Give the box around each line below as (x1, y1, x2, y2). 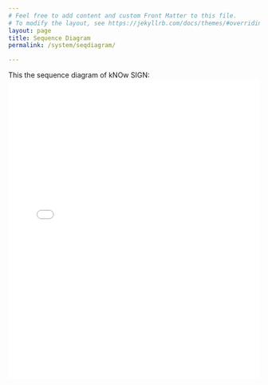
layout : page (8, 26, 52, 34)
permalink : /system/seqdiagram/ (8, 42, 116, 50)
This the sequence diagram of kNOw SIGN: (8, 70, 150, 80)
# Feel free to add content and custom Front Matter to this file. (8, 11, 238, 20)
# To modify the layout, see (8, 19, 105, 27)
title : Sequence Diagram (8, 34, 91, 42)
